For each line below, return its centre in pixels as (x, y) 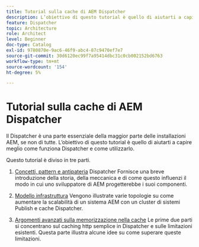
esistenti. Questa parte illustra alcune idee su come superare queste (98, 233)
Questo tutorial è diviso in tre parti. (48, 160)
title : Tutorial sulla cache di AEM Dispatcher (66, 12)
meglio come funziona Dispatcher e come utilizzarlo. (70, 148)
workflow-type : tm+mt (33, 61)
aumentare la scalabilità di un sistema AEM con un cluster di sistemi (97, 202)
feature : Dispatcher (32, 23)
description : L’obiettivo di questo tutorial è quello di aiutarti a (94, 17)
